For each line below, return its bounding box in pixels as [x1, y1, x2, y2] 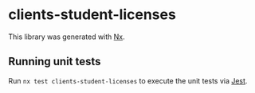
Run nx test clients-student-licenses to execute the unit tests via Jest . [8, 76, 248, 85]
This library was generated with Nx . [8, 32, 125, 41]
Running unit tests [8, 55, 101, 68]
